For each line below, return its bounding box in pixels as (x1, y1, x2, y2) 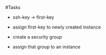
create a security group (12, 34, 62, 40)
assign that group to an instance (12, 44, 81, 50)
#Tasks (5, 5, 21, 10)
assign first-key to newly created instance (12, 24, 101, 30)
